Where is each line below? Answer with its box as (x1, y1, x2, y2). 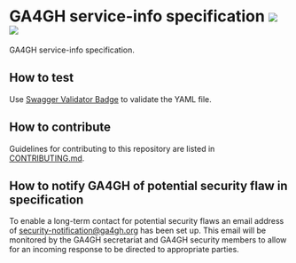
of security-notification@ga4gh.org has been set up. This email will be (9, 225, 267, 236)
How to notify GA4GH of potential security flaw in (9, 178, 288, 193)
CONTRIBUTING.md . (9, 153, 85, 163)
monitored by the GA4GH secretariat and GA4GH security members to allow (9, 235, 287, 245)
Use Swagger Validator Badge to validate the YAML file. (9, 93, 213, 104)
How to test (9, 70, 74, 85)
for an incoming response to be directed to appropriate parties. (9, 244, 239, 255)
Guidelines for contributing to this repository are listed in (9, 143, 215, 154)
